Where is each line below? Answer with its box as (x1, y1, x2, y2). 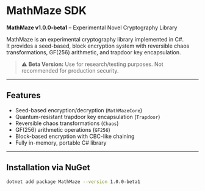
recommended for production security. (21, 67, 119, 74)
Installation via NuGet (6, 162, 90, 173)
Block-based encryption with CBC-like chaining (15, 132, 135, 140)
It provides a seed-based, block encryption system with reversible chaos (6, 42, 190, 49)
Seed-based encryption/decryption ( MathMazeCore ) (15, 106, 143, 114)
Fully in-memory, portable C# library (15, 139, 107, 146)
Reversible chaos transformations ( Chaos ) (15, 120, 119, 127)
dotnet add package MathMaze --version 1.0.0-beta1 (6, 178, 140, 185)
